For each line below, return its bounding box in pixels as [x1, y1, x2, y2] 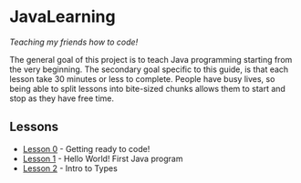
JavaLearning [9, 6, 116, 27]
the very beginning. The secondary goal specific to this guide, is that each [9, 64, 289, 75]
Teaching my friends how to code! [9, 36, 139, 47]
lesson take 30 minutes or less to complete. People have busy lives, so [9, 73, 275, 84]
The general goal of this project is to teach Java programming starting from [9, 54, 293, 65]
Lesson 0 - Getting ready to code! [22, 143, 150, 154]
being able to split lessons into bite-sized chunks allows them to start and [9, 83, 285, 94]
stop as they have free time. [9, 93, 115, 104]
